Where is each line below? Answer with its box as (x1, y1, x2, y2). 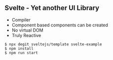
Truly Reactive (11, 32, 41, 38)
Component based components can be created (11, 22, 108, 28)
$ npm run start (4, 50, 38, 55)
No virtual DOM (11, 27, 43, 33)
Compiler (11, 17, 31, 22)
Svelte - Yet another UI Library (4, 4, 100, 12)
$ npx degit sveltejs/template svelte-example (4, 41, 102, 47)
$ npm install (4, 46, 34, 51)
